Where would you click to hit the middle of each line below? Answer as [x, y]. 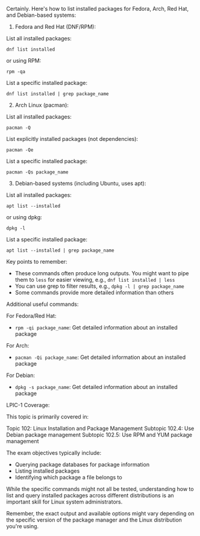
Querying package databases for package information [82, 464]
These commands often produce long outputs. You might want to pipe [102, 273]
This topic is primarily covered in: [48, 417]
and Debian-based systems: [41, 15]
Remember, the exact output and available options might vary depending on [100, 513]
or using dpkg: [24, 217]
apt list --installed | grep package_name [60, 251]
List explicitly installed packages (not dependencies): [72, 139]
